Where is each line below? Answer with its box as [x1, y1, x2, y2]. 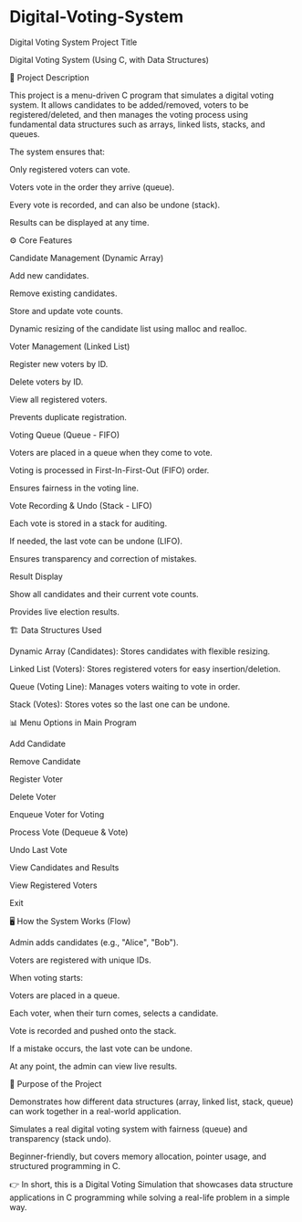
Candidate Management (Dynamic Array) [9, 252, 164, 263]
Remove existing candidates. [9, 288, 118, 299]
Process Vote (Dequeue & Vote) [9, 827, 129, 837]
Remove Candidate [9, 755, 81, 766]
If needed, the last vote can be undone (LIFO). [9, 535, 183, 546]
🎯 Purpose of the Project [9, 1078, 102, 1089]
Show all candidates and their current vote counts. [9, 588, 199, 599]
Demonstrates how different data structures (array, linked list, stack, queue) [9, 1096, 294, 1107]
